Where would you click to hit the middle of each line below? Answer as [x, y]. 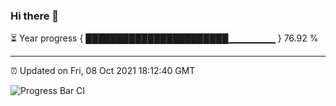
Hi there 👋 [35, 16]
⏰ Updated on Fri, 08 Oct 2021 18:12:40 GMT [103, 71]
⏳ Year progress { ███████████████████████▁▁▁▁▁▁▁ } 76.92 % [164, 38]
